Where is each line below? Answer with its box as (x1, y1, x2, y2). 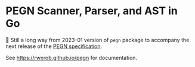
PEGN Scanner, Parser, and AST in (5, 4, 178, 18)
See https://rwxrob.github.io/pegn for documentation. (5, 54, 138, 61)
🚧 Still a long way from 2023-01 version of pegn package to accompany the (5, 36, 190, 43)
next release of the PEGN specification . (5, 43, 103, 50)
